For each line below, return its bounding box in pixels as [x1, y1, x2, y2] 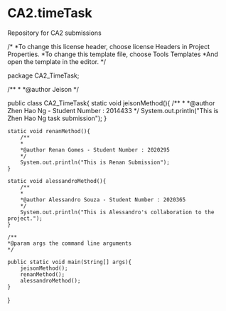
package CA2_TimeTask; [7, 71, 80, 80]
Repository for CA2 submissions [7, 28, 102, 37]
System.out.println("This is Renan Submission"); [20, 159, 171, 166]
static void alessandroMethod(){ [7, 177, 107, 184]
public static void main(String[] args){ [7, 258, 132, 265]
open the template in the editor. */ [7, 57, 107, 65]
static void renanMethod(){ [7, 127, 91, 135]
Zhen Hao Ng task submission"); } [7, 114, 107, 122]
